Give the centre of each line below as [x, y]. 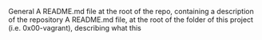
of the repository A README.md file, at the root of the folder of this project [131, 20]
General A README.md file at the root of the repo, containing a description [131, 11]
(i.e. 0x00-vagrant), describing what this [75, 28]
